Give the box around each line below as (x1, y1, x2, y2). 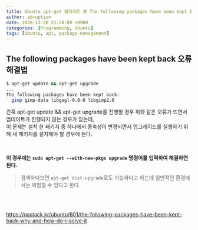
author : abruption (6, 14, 51, 20)
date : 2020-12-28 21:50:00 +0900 (6, 19, 88, 25)
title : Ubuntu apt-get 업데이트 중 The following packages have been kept (6, 8, 187, 15)
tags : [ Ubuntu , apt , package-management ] (6, 31, 110, 36)
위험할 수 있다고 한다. (31, 182, 81, 189)
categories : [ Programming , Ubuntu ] (6, 25, 94, 31)
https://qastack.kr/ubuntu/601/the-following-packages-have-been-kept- (6, 211, 183, 218)
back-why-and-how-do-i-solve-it (6, 217, 87, 224)
